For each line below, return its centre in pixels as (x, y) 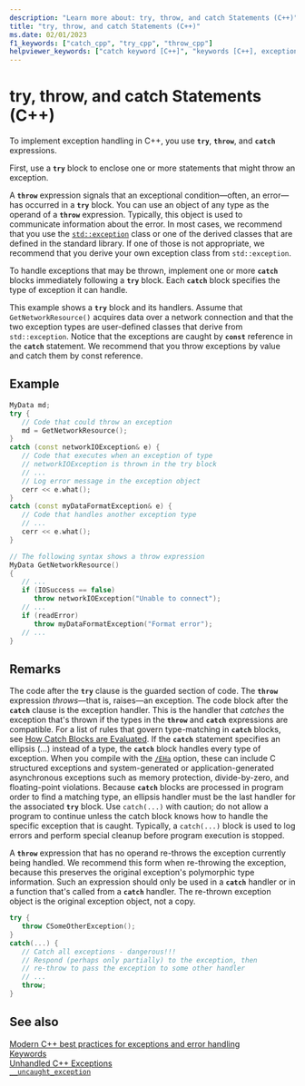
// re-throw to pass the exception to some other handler (133, 969)
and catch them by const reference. (76, 356)
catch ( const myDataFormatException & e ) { (91, 506)
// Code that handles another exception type (109, 515)
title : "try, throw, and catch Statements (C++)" (105, 26)
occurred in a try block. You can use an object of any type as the (147, 205)
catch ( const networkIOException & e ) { (85, 447)
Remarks (35, 669)
